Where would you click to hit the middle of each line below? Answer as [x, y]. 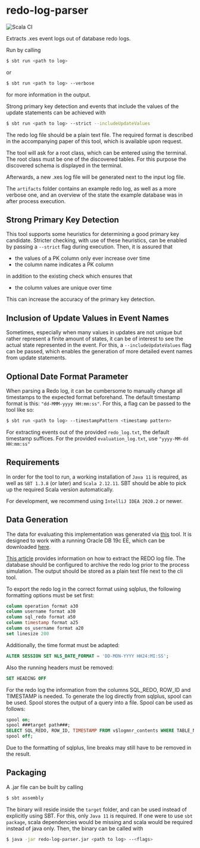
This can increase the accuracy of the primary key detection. [81, 299]
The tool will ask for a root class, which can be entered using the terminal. [97, 153]
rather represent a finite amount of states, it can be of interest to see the [95, 339]
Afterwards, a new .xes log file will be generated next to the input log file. [96, 177]
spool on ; [18, 720]
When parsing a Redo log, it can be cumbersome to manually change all [94, 391]
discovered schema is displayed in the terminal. [65, 165]
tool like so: [20, 410]
